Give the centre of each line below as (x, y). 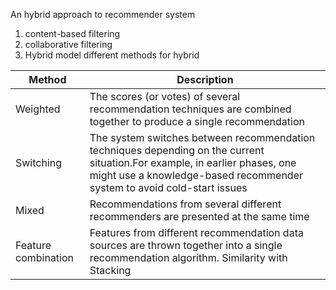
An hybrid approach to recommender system (103, 14)
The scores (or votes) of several (165, 96)
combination (45, 257)
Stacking (110, 270)
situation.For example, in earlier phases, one (193, 162)
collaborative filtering (68, 44)
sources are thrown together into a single (186, 245)
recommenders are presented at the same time (199, 216)
